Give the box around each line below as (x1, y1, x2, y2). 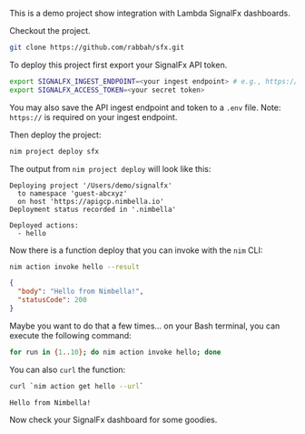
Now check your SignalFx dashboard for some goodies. (9, 414, 218, 425)
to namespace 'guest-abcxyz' (17, 188, 128, 198)
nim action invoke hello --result (9, 262, 141, 271)
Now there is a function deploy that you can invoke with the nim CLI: (9, 245, 263, 256)
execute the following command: (9, 329, 132, 340)
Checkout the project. (9, 25, 91, 35)
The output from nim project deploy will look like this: (9, 163, 212, 174)
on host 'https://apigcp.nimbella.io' (17, 197, 165, 206)
